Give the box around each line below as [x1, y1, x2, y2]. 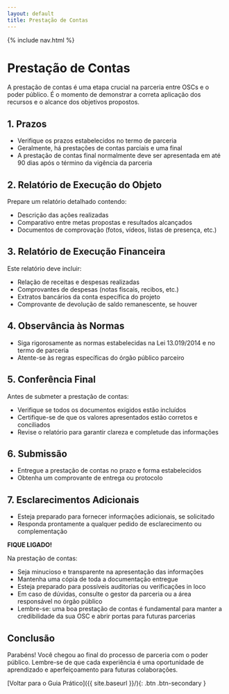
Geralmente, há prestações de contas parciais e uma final [17, 144, 183, 152]
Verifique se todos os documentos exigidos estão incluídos [17, 405, 187, 414]
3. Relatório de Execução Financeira [7, 246, 166, 258]
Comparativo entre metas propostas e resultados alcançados [17, 219, 193, 227]
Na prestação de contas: [7, 554, 78, 562]
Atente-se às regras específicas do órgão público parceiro [17, 353, 185, 362]
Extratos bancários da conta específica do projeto [17, 292, 161, 301]
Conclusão [7, 632, 56, 644]
